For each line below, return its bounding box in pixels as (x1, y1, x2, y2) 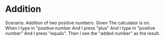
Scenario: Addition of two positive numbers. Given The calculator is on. (5, 20, 151, 26)
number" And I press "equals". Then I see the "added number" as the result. (5, 30, 160, 36)
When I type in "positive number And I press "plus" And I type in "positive (5, 25, 156, 31)
